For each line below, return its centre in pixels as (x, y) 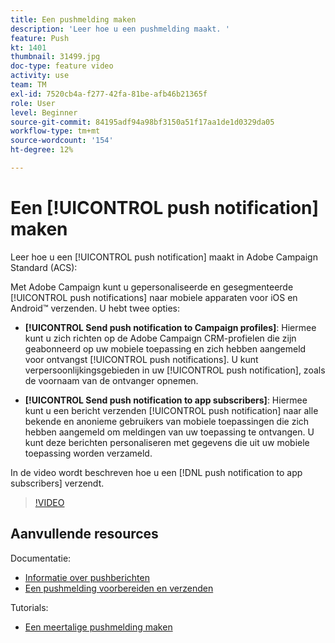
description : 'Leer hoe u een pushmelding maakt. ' (120, 29)
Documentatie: (41, 558)
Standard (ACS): (44, 267)
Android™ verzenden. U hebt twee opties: (95, 308)
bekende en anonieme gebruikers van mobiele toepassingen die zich (167, 421)
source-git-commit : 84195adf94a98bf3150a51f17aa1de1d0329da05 (142, 122)
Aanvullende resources (84, 534)
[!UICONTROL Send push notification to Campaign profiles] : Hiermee (170, 327)
